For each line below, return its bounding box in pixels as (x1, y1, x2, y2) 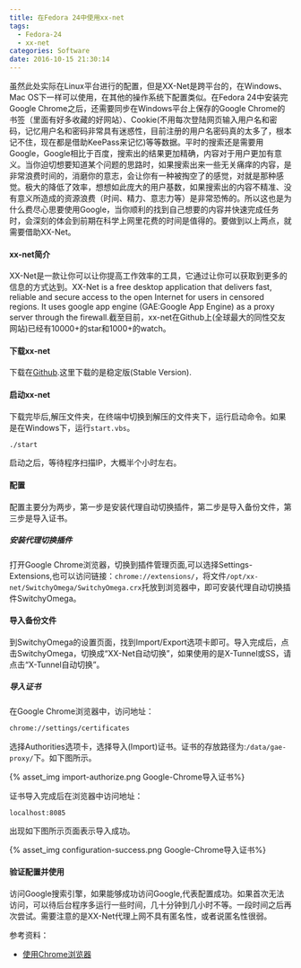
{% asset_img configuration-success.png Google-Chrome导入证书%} (9, 844, 267, 855)
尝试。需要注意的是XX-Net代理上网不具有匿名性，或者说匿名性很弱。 (16, 911, 272, 921)
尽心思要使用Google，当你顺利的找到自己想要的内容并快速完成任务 (32, 204, 279, 215)
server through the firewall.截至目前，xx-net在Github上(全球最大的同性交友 (9, 312, 287, 323)
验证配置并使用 (9, 867, 64, 877)
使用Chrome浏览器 (21, 948, 92, 959)
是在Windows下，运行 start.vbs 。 (9, 422, 135, 433)
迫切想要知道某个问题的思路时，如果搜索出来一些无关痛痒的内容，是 (39, 159, 292, 170)
